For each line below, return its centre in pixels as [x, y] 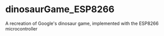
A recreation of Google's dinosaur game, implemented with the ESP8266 [82, 23]
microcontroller [21, 28]
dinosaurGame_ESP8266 [60, 9]
